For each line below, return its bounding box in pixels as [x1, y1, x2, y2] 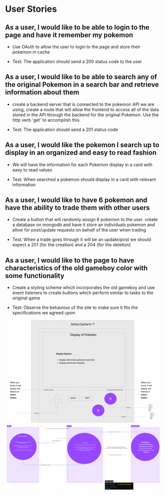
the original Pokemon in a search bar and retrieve [5, 80, 159, 89]
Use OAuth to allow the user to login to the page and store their [12, 44, 141, 50]
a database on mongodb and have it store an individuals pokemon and [12, 222, 155, 228]
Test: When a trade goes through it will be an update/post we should [12, 236, 151, 242]
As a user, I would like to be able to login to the [5, 23, 150, 32]
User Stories [5, 3, 57, 15]
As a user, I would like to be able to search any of [5, 73, 157, 81]
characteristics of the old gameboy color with [5, 264, 148, 272]
